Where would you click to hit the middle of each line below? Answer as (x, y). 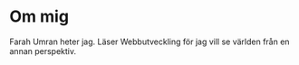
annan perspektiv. (43, 51)
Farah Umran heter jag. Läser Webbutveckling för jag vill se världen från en (149, 42)
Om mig (39, 17)
